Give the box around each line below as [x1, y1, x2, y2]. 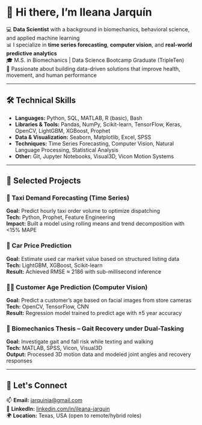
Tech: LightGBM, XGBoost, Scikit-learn [6, 261, 103, 269]
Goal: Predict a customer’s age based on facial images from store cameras [6, 297, 192, 304]
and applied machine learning [6, 34, 80, 41]
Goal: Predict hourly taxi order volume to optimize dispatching [6, 207, 161, 215]
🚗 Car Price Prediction [6, 242, 72, 250]
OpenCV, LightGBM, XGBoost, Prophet [14, 127, 111, 134]
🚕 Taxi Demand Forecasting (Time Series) [6, 194, 130, 202]
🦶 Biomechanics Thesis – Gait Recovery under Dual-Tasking [6, 324, 185, 332]
